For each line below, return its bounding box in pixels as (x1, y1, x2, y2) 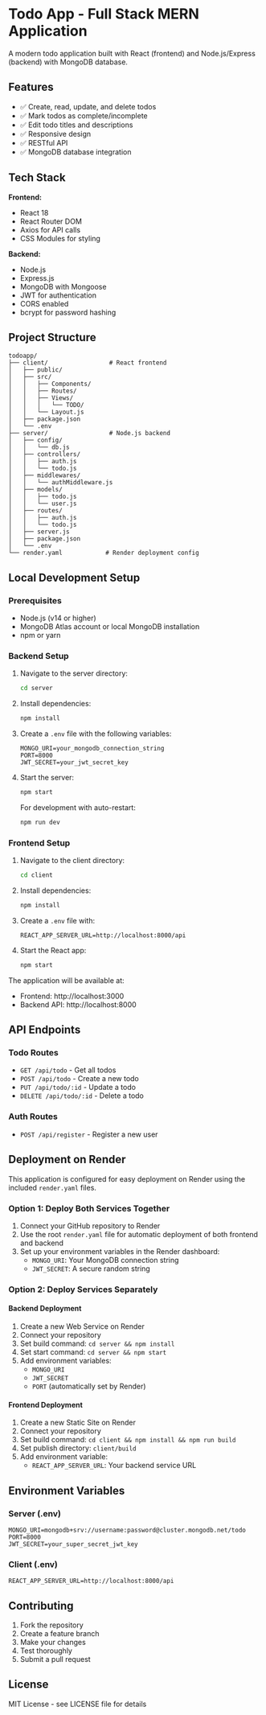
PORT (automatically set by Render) (31, 1381, 146, 1391)
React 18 (19, 208, 49, 217)
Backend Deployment (8, 1304, 82, 1314)
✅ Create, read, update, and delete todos (19, 101, 157, 111)
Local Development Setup (8, 570, 141, 584)
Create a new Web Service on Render (19, 1322, 145, 1331)
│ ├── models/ (8, 486, 63, 494)
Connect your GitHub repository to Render (19, 1220, 161, 1231)
